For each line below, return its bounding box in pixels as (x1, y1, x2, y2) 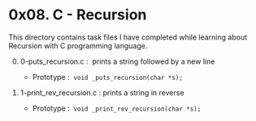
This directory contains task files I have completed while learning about (8, 32, 248, 42)
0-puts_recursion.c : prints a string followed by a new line (20, 56, 215, 66)
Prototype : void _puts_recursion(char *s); (32, 72, 183, 81)
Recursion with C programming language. (8, 40, 148, 50)
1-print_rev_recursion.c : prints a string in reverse (20, 87, 184, 98)
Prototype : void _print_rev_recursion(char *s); (32, 103, 202, 113)
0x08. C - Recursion (8, 6, 147, 24)
